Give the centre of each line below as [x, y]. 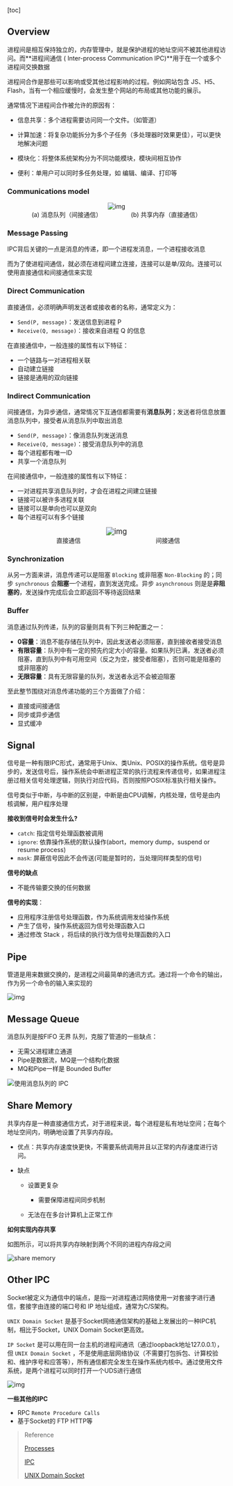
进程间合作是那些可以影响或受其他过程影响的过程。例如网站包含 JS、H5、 [113, 81]
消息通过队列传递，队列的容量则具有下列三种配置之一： [86, 627]
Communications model [49, 191]
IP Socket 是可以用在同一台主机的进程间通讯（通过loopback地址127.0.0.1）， [115, 1344]
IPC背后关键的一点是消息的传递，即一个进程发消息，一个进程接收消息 [106, 249]
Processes [39, 1448]
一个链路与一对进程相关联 [54, 360]
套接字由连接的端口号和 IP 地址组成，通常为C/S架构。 [96, 1306]
